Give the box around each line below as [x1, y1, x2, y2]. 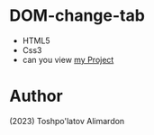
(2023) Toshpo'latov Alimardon [9, 115, 125, 126]
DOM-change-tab [9, 5, 146, 26]
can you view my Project [22, 54, 114, 65]
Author [9, 86, 63, 106]
